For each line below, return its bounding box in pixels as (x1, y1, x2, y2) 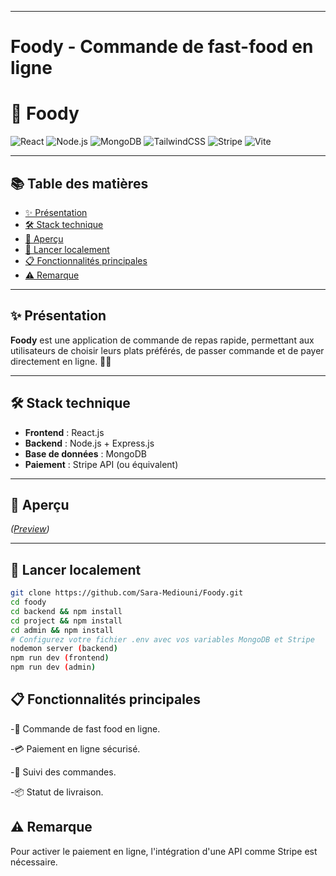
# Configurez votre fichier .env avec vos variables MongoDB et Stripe (10, 634, 315, 645)
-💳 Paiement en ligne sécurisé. (10, 742, 141, 755)
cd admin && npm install (10, 625, 114, 635)
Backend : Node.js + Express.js (24, 437, 155, 449)
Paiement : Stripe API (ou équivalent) (24, 458, 179, 470)
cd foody (10, 597, 47, 608)
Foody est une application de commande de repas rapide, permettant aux (10, 334, 315, 346)
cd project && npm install (10, 616, 123, 626)
